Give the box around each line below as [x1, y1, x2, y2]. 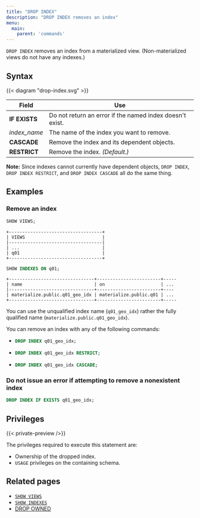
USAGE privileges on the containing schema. [14, 459, 121, 466]
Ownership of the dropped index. [14, 452, 96, 460]
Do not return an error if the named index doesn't [49, 111, 186, 119]
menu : [6, 20, 20, 26]
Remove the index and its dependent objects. [49, 138, 176, 146]
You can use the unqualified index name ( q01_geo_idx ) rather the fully [6, 308, 177, 315]
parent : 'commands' [17, 31, 65, 37]
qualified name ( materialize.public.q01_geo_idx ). [6, 314, 130, 321]
